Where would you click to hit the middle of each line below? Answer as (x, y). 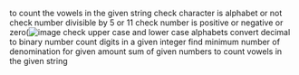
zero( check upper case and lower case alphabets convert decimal (150, 32)
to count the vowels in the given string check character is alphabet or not (146, 13)
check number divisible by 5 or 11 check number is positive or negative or (146, 23)
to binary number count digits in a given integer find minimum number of (145, 42)
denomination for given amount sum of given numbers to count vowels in (146, 52)
